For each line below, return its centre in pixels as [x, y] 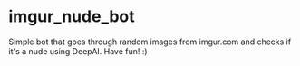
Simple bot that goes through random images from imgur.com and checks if [150, 42]
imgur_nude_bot [72, 17]
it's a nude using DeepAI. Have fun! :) [78, 51]
